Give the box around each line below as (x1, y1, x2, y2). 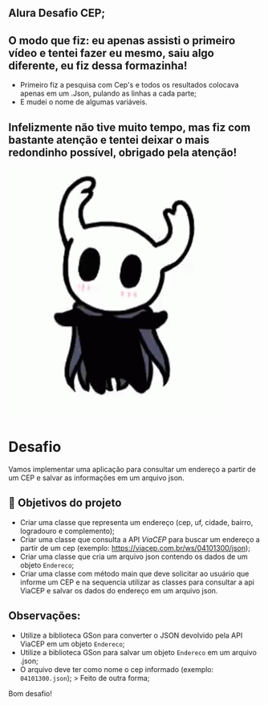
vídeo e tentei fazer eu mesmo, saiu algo (8, 46, 214, 59)
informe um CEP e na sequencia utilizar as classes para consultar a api (19, 577, 255, 587)
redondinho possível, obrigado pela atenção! (8, 145, 238, 159)
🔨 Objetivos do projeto (8, 496, 122, 510)
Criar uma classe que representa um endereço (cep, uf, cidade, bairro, (19, 517, 254, 527)
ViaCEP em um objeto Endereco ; (19, 638, 125, 649)
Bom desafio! (8, 688, 52, 698)
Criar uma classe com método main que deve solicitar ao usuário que (19, 568, 250, 578)
